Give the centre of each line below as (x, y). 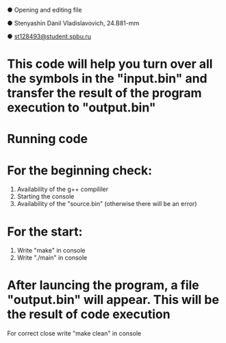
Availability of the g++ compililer (62, 189)
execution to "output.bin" (81, 108)
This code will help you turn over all (110, 64)
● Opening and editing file (45, 10)
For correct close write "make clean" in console (74, 333)
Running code (48, 139)
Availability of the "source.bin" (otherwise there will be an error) (107, 204)
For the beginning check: (80, 170)
